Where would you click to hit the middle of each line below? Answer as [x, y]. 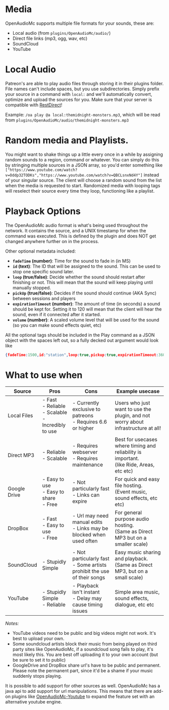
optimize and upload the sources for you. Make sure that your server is [79, 99]
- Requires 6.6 [90, 422]
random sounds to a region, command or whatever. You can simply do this [82, 159]
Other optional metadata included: [41, 251]
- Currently [86, 403]
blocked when [89, 535]
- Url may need [91, 515]
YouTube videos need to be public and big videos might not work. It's [84, 633]
